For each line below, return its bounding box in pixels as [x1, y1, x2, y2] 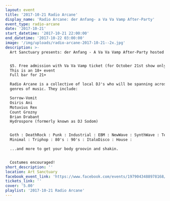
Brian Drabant [10, 114, 39, 119]
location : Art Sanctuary [5, 169, 58, 174]
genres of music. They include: [10, 86, 78, 91]
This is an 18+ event [10, 68, 56, 73]
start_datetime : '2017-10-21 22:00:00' [5, 31, 90, 36]
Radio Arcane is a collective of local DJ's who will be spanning [10, 82, 153, 87]
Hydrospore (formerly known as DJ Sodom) [10, 119, 99, 124]
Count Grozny [10, 110, 37, 115]
